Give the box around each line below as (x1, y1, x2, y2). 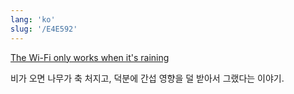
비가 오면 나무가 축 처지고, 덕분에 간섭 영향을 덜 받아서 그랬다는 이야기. (10, 72, 285, 84)
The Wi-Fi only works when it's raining (10, 51, 170, 63)
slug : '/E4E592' (10, 24, 78, 34)
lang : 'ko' (10, 14, 56, 25)
